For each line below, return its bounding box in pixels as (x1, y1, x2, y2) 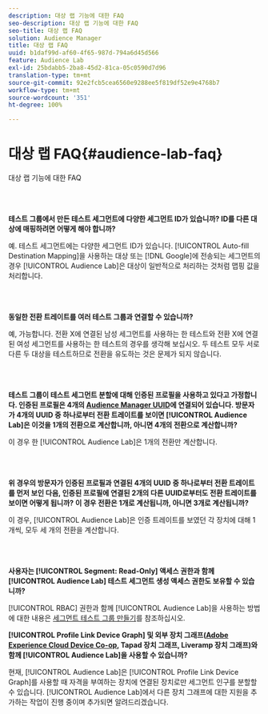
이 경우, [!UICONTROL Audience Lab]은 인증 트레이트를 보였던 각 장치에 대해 (8, 515, 251, 525)
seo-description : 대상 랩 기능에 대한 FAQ (8, 19, 138, 27)
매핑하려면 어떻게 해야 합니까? (22, 224, 116, 234)
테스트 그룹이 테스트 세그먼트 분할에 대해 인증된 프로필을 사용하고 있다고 (8, 390, 230, 400)
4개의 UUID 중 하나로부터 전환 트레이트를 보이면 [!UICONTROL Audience (16, 410, 248, 420)
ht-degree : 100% (8, 101, 62, 109)
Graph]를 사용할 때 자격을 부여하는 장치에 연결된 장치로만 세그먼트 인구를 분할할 (8, 677, 258, 687)
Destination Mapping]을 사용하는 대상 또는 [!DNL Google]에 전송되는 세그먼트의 (8, 251, 261, 261)
